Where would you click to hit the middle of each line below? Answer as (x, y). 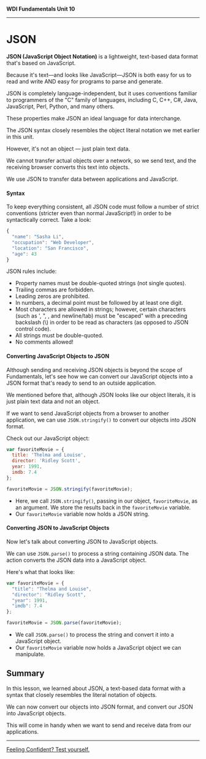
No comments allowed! (44, 342)
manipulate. (30, 655)
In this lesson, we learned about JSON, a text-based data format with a (96, 688)
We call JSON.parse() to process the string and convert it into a (94, 635)
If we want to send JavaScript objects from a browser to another (88, 413)
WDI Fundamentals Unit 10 (41, 9)
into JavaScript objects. (36, 713)
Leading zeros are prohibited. (52, 296)
